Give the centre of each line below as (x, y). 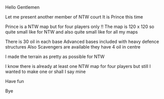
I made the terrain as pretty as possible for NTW (55, 56)
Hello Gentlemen (23, 7)
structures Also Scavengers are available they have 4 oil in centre (73, 47)
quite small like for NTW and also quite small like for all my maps (71, 32)
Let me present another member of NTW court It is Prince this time (74, 17)
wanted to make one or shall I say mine (46, 71)
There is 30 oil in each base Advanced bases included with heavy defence (82, 41)
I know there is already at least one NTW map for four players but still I (78, 66)
